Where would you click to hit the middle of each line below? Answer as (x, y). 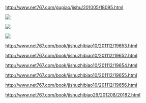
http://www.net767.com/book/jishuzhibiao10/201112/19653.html (71, 46)
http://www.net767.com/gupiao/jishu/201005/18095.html (64, 7)
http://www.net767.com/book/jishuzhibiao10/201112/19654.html (71, 65)
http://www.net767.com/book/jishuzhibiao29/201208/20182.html (73, 95)
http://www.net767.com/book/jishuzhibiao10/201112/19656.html (71, 85)
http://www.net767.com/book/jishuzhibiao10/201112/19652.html (71, 56)
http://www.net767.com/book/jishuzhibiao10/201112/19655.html (71, 75)
